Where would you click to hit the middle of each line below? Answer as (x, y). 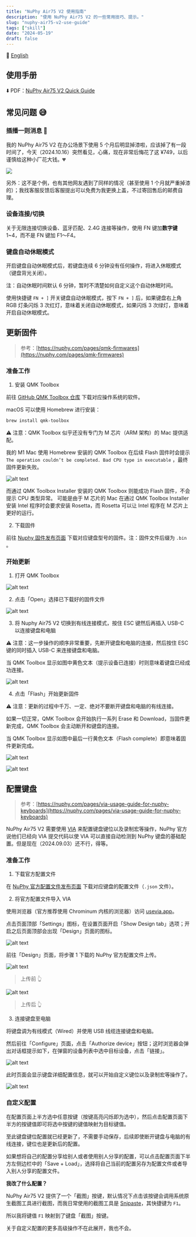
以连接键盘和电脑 (35, 631)
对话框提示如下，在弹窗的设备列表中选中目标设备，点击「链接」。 (89, 1051)
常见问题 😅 (26, 113)
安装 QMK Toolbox (37, 385)
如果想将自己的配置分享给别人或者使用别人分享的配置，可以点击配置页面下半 (98, 1156)
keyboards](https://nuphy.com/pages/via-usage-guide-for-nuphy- (101, 811)
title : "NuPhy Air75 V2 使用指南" (46, 11)
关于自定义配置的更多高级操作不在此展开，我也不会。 (70, 1228)
